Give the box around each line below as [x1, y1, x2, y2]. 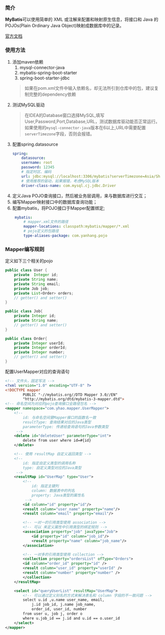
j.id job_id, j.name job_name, [31, 602, 96, 607]
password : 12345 [21, 165, 55, 170]
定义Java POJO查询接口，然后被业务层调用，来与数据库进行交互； [12, 192, 148, 198]
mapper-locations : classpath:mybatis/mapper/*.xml [23, 224, 130, 229]
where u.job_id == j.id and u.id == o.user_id [23, 616, 120, 621]
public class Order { [5, 336, 48, 341]
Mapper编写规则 [5, 246, 45, 253]
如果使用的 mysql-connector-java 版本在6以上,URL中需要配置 [24, 124, 146, 130]
